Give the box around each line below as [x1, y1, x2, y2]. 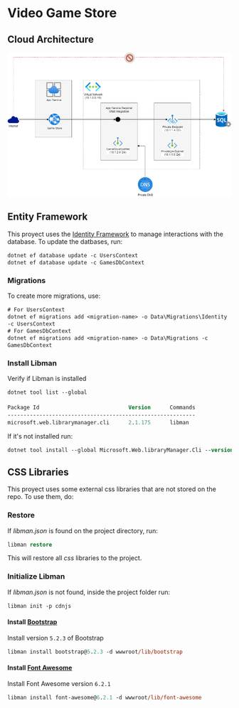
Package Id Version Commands [7, 404, 196, 411]
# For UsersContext [7, 306, 65, 313]
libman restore [7, 541, 53, 548]
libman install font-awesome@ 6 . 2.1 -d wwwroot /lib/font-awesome [7, 694, 202, 701]
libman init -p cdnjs [7, 602, 72, 609]
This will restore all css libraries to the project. [7, 554, 142, 562]
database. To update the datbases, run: [7, 237, 123, 246]
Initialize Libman [7, 572, 65, 581]
